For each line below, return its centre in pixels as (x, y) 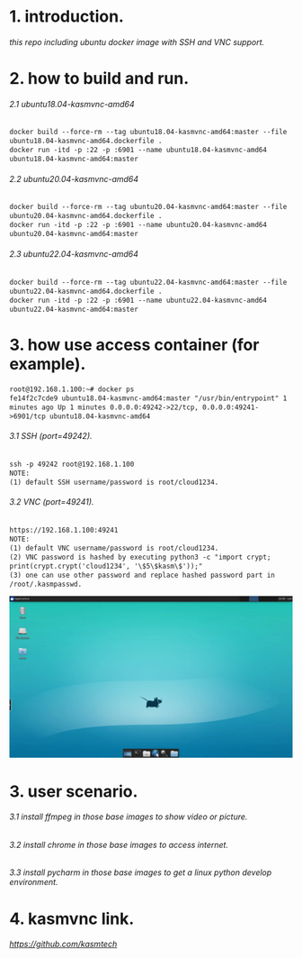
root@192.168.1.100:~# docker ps (72, 389)
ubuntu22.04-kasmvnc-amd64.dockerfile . (86, 291)
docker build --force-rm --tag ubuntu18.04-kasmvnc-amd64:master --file (148, 132)
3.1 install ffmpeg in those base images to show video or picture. (129, 817)
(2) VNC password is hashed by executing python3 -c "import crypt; (140, 557)
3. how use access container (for (134, 345)
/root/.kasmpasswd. (46, 584)
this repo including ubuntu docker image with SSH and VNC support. (137, 41)
